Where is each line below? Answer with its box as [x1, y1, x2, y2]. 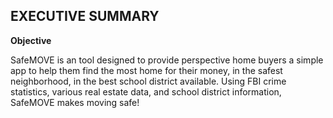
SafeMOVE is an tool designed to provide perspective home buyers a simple [10, 54, 324, 66]
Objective [10, 34, 52, 46]
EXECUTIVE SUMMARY [10, 8, 160, 25]
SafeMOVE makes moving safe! [10, 96, 140, 108]
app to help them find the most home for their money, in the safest [10, 64, 283, 76]
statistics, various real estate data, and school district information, [10, 85, 282, 98]
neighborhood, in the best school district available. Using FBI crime [10, 75, 287, 87]
